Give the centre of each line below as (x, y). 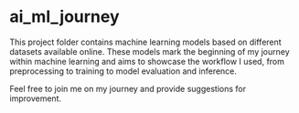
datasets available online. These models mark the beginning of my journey (149, 51)
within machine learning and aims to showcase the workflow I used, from (147, 61)
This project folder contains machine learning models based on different (145, 42)
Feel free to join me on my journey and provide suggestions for (128, 88)
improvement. (36, 98)
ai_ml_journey (65, 17)
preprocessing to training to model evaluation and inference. (123, 71)
